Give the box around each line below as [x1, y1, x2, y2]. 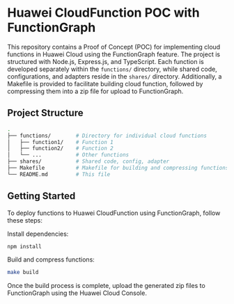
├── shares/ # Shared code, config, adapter [7, 158, 170, 165]
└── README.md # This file [7, 170, 111, 178]
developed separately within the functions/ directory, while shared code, [7, 65, 217, 73]
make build [7, 269, 39, 276]
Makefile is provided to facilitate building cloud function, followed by [7, 79, 203, 88]
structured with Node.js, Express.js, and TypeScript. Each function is [7, 57, 204, 65]
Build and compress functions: [7, 255, 95, 264]
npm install [7, 243, 42, 250]
